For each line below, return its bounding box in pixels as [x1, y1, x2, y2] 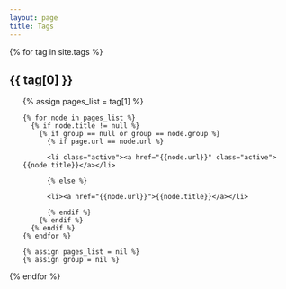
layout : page [9, 13, 58, 23]
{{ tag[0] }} [9, 72, 74, 87]
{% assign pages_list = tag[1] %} [22, 96, 144, 107]
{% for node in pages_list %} [22, 113, 137, 122]
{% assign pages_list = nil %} [22, 248, 140, 257]
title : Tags [9, 22, 54, 31]
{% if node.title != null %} [31, 122, 140, 131]
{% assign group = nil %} [22, 256, 120, 265]
